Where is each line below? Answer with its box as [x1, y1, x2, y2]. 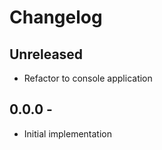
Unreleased [9, 46, 84, 63]
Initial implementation [23, 127, 113, 140]
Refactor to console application [23, 72, 153, 84]
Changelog [9, 6, 103, 29]
